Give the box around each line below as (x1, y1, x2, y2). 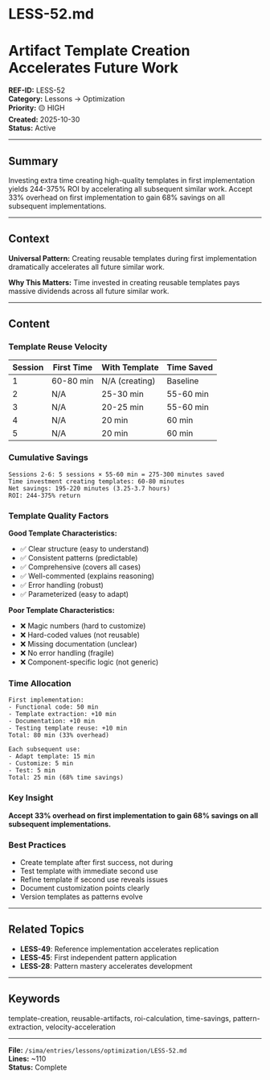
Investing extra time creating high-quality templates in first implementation (8, 175, 256, 185)
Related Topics (8, 923, 84, 937)
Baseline (166, 375, 199, 387)
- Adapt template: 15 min (8, 752, 95, 761)
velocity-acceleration (45, 1022, 116, 1032)
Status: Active (8, 123, 56, 133)
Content (8, 317, 51, 331)
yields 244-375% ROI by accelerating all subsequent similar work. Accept (8, 184, 253, 193)
